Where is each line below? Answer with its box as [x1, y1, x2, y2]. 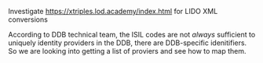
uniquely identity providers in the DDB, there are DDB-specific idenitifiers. [8, 38, 247, 47]
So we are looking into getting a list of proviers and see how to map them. [8, 47, 247, 55]
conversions [8, 15, 49, 24]
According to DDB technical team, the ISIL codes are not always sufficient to [8, 30, 256, 39]
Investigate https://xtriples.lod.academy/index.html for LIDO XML [8, 7, 218, 16]
